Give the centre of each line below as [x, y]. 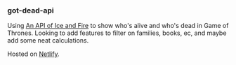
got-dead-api [31, 10]
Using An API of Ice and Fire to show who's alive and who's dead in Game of [118, 26]
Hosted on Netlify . [33, 54]
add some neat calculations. [48, 41]
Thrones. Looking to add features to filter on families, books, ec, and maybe [117, 33]
